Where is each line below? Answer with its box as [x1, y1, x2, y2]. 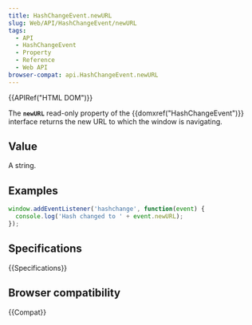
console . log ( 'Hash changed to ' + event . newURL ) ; [15, 213, 183, 221]
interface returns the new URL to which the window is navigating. [8, 116, 223, 126]
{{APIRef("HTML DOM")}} [8, 92, 93, 102]
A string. [8, 161, 37, 170]
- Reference [15, 57, 56, 65]
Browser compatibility [8, 286, 121, 300]
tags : [8, 26, 26, 34]
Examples [8, 184, 58, 198]
